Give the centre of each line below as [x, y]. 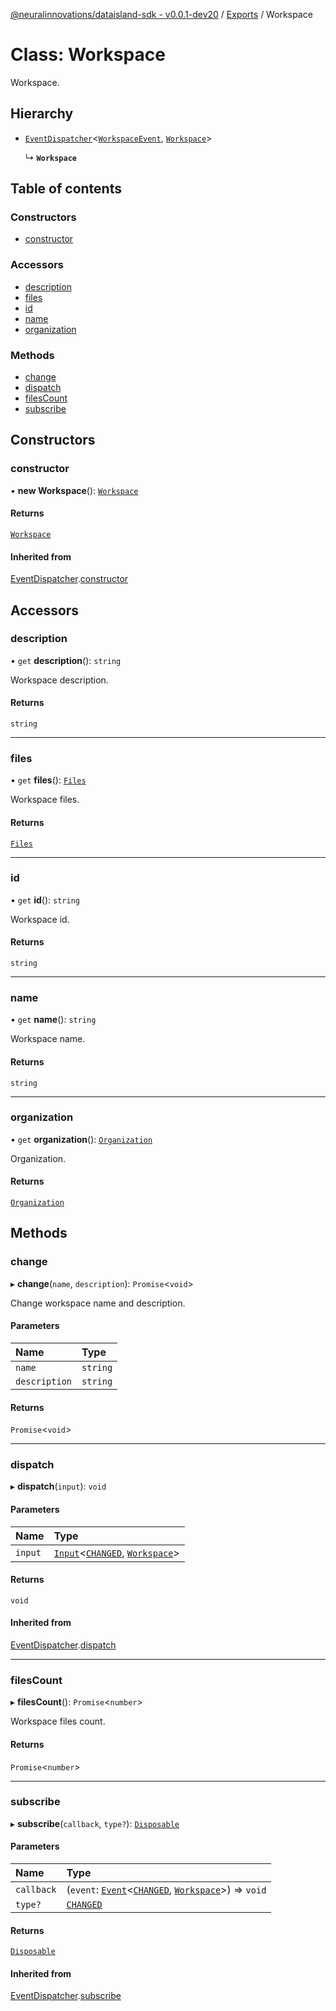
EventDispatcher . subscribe [66, 1996]
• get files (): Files [48, 780]
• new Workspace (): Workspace [74, 490]
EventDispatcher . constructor [69, 579]
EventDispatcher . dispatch [63, 1645]
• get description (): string [66, 660]
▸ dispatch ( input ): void [58, 1486]
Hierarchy [42, 114]
